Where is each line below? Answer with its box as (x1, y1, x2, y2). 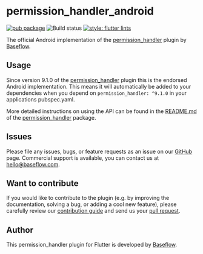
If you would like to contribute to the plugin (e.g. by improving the (6, 194, 170, 202)
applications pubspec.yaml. (6, 95, 75, 103)
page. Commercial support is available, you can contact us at (6, 154, 159, 162)
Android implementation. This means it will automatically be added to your (6, 83, 191, 90)
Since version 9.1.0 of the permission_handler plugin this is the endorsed (6, 76, 187, 83)
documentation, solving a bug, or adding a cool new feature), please (6, 201, 177, 208)
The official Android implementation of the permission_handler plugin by (6, 36, 187, 43)
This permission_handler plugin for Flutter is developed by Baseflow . (6, 241, 178, 249)
